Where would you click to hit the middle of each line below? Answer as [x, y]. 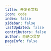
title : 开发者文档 [22, 9]
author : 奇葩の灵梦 [23, 37]
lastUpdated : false [25, 28]
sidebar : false [20, 23]
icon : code [16, 14]
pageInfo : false [21, 41]
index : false [18, 18]
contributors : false [26, 32]
